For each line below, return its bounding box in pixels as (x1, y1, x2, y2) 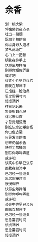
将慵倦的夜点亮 (5, 27, 30, 32)
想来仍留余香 (5, 140, 27, 145)
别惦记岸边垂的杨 (5, 125, 34, 129)
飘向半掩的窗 (5, 37, 27, 42)
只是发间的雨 (5, 135, 27, 140)
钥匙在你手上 (5, 58, 27, 63)
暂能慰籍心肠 (5, 109, 27, 114)
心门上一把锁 (5, 52, 27, 57)
